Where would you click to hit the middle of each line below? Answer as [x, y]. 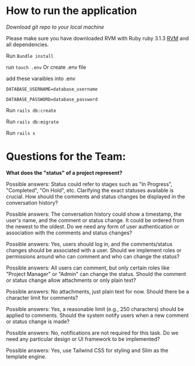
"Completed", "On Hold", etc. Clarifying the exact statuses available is [90, 190]
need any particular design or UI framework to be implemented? [83, 339]
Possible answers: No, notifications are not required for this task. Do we [92, 333]
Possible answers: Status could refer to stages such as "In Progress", [89, 184]
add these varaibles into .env [41, 78]
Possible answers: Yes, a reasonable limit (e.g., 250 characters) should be [95, 309]
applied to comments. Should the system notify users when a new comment [97, 315]
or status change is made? [38, 321]
